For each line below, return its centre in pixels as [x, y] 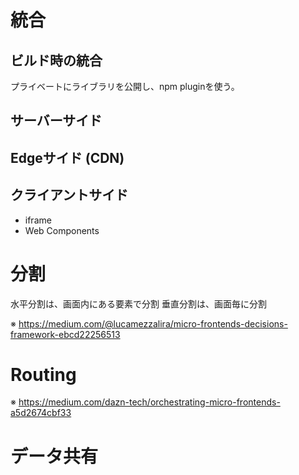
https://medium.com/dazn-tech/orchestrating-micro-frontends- [149, 402]
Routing [43, 374]
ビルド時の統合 [56, 60]
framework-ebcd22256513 [65, 334]
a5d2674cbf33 [41, 413]
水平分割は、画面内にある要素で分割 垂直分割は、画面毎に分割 [138, 303]
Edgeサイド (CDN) [67, 157]
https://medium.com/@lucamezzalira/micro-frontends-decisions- [153, 323]
